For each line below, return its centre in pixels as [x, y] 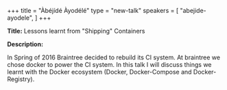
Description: [25, 44]
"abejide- [193, 11]
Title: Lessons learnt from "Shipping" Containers [76, 31]
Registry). [21, 79]
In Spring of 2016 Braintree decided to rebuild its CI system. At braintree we [114, 57]
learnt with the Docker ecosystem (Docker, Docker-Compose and [99, 72]
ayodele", [21, 18]
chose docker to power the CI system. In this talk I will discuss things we [109, 64]
